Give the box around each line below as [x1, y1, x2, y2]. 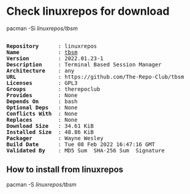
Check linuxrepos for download [6, 4, 170, 18]
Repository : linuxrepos [6, 42, 97, 50]
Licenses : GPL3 [6, 79, 78, 87]
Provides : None [6, 91, 78, 99]
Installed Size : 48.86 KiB [6, 128, 94, 136]
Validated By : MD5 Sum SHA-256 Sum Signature [6, 147, 165, 154]
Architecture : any [6, 67, 75, 74]
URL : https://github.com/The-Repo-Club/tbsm [6, 73, 184, 80]
